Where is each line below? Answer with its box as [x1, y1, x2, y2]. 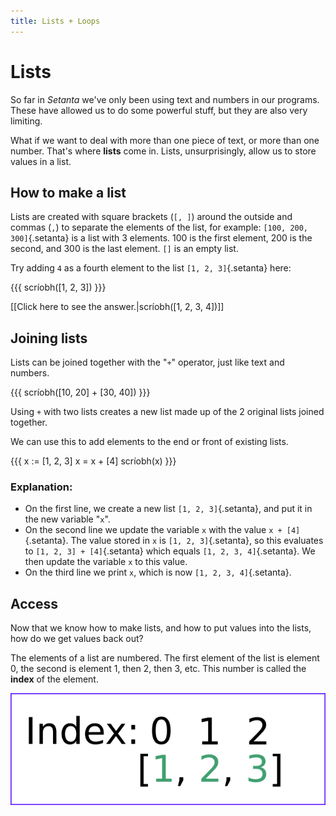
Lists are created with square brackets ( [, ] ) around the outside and [10, 211, 293, 223]
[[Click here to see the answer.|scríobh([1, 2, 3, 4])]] [10, 301, 225, 313]
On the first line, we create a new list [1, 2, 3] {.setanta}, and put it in [24, 503, 313, 515]
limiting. [10, 115, 43, 127]
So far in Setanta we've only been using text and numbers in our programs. [10, 93, 320, 105]
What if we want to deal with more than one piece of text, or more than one [10, 134, 320, 146]
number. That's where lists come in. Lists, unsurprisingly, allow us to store [10, 145, 317, 157]
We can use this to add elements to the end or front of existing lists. [10, 436, 289, 448]
